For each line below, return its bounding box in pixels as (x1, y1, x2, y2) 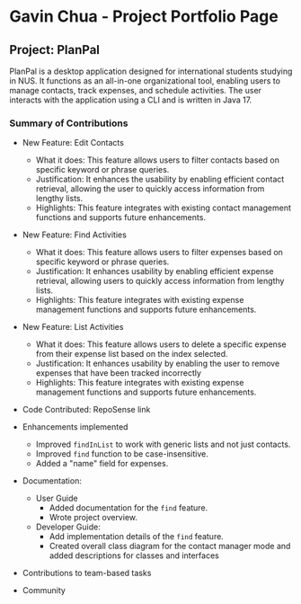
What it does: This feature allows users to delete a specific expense (35, 339, 287, 350)
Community (22, 585, 66, 596)
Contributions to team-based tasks (22, 568, 152, 579)
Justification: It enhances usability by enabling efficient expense (35, 266, 274, 277)
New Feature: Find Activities (22, 229, 128, 240)
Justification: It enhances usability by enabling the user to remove (35, 358, 280, 369)
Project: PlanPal (9, 42, 101, 58)
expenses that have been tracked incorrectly (35, 368, 202, 378)
